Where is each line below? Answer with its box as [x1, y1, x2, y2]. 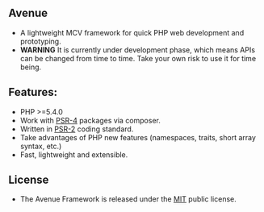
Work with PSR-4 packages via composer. [19, 115, 161, 125]
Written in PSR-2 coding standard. [19, 124, 134, 134]
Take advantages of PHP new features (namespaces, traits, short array [19, 132, 257, 142]
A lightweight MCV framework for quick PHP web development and [19, 27, 245, 37]
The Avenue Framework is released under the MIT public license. [19, 194, 237, 204]
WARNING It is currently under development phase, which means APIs [19, 44, 256, 55]
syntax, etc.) [19, 141, 62, 151]
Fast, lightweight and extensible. [19, 149, 128, 160]
